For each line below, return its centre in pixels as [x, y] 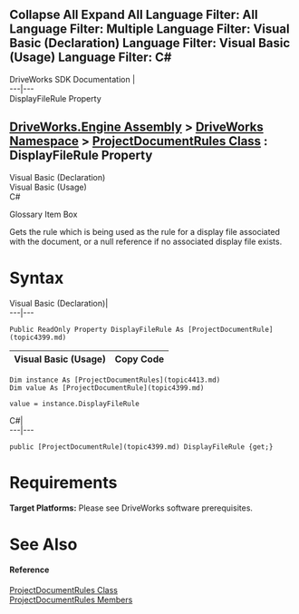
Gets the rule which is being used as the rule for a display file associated [145, 231]
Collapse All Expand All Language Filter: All [134, 15]
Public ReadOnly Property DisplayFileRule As [96, 329]
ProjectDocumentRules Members [71, 599]
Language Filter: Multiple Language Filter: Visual [149, 29]
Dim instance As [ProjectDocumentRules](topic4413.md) [115, 380]
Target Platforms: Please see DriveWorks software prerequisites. [131, 508]
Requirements [63, 482]
